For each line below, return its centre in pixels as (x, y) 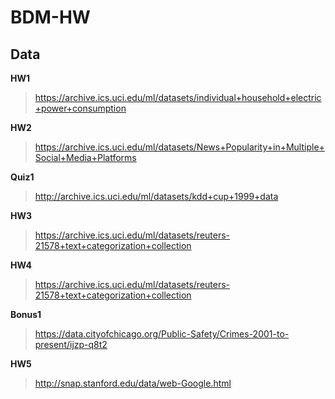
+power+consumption (80, 108)
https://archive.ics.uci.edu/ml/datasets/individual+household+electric (178, 97)
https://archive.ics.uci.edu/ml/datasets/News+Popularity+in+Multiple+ (179, 147)
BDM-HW (50, 17)
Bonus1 (26, 314)
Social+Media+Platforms (85, 157)
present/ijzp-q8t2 (71, 344)
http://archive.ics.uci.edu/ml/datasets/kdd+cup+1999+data (156, 196)
